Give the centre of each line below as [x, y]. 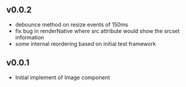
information [29, 37]
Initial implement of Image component [63, 77]
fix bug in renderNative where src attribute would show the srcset [97, 31]
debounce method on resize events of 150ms [72, 24]
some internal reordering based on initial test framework [85, 43]
